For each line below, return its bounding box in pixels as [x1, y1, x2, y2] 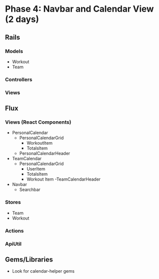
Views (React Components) [5, 119, 71, 126]
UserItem [26, 166, 45, 172]
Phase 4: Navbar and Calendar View [5, 3, 154, 15]
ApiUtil [5, 240, 22, 247]
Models [5, 48, 23, 55]
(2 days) [5, 14, 39, 25]
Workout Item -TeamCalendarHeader [26, 176, 101, 182]
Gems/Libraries [5, 255, 53, 263]
